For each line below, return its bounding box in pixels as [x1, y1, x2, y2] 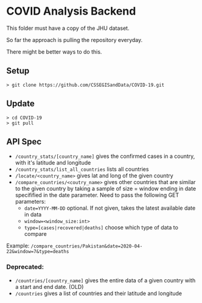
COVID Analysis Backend [6, 4, 136, 18]
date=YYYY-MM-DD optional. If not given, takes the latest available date [24, 204, 196, 212]
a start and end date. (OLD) [15, 283, 84, 290]
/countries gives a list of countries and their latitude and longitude [15, 290, 183, 297]
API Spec [6, 136, 42, 147]
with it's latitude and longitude [15, 159, 91, 166]
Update [6, 99, 35, 109]
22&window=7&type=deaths [6, 249, 69, 255]
